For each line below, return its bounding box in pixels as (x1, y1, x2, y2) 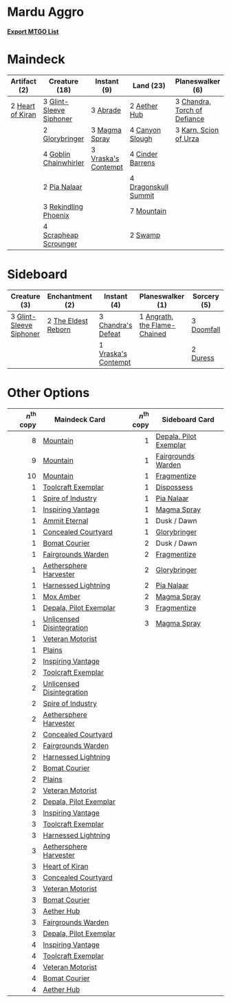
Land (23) (133, 81, 166, 90)
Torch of (175, 105, 203, 114)
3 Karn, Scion (175, 125, 219, 134)
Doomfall (191, 325, 221, 334)
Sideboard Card (162, 415, 214, 425)
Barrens (129, 158, 155, 168)
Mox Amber (43, 591, 81, 601)
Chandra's (98, 320, 133, 330)
